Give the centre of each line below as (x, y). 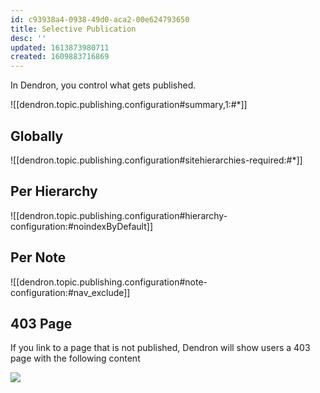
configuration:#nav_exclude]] (70, 292)
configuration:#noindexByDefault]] (82, 226)
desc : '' (28, 38)
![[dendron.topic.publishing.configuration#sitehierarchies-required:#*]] (156, 160)
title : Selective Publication (73, 29)
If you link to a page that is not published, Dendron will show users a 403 (160, 348)
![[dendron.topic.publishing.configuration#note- (109, 282)
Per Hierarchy (54, 191)
